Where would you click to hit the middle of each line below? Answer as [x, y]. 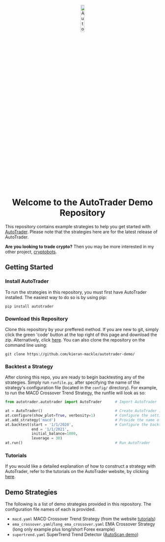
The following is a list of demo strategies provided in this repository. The [78, 504]
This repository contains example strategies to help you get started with [78, 226]
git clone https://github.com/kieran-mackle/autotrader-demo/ [70, 354]
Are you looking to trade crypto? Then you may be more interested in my [80, 246]
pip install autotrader [29, 306]
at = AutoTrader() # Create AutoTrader [81, 411]
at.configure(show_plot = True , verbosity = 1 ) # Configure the [77, 415]
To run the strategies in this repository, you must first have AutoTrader [76, 292]
